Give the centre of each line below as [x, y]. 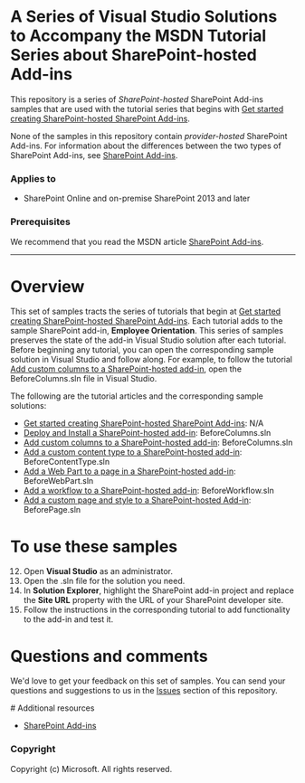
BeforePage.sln [52, 510]
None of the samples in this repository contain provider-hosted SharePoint [149, 136]
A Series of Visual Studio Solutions [144, 17]
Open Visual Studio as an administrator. [98, 571]
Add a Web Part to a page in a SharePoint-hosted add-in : [129, 471]
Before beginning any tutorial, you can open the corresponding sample [142, 350]
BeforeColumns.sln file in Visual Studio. [84, 379]
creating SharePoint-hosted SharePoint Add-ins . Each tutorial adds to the [147, 321]
